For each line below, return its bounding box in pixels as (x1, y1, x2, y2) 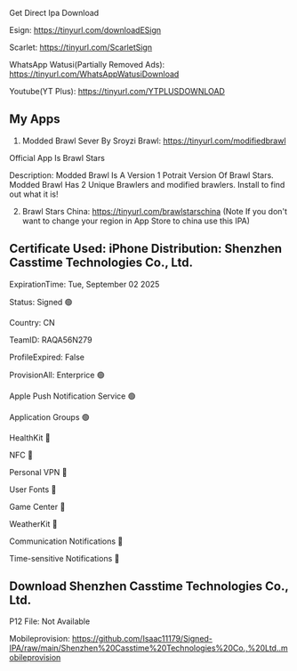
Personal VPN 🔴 (9, 466, 68, 477)
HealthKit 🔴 (9, 432, 51, 443)
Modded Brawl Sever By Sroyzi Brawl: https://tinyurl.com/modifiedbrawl (21, 135, 286, 146)
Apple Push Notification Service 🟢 (9, 391, 136, 401)
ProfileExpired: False (9, 352, 84, 362)
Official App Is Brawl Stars (9, 152, 105, 163)
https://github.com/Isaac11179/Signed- (71, 634, 213, 644)
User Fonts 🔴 (9, 484, 57, 495)
